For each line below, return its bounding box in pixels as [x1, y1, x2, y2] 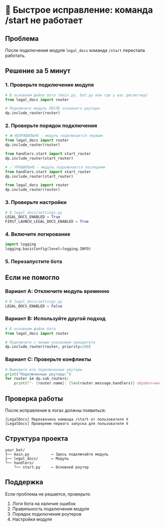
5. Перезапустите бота [5, 258, 62, 265]
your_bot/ [5, 448, 26, 452]
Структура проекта [5, 434, 68, 443]
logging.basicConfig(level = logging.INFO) [5, 246, 91, 252]
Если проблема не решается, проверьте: [5, 491, 91, 497]
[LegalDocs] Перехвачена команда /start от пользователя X [5, 417, 129, 422]
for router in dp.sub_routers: [5, 376, 69, 381]
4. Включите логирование [5, 231, 71, 237]
